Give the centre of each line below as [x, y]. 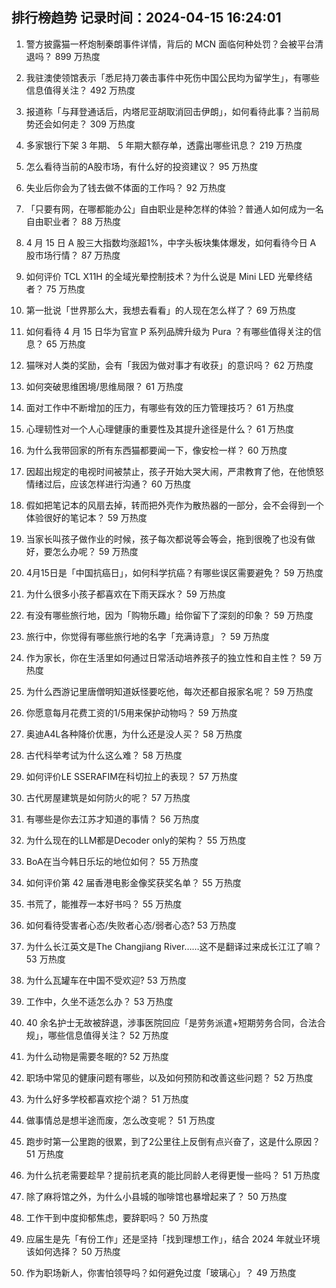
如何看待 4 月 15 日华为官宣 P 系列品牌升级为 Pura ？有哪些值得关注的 [169, 331]
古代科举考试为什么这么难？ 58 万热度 [104, 755]
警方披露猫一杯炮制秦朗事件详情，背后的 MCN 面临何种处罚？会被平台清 [174, 44]
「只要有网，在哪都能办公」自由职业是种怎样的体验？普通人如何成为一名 [174, 209]
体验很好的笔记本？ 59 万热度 [86, 517]
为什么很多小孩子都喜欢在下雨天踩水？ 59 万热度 [125, 594]
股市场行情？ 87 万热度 [73, 255]
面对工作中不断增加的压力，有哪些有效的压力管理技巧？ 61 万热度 [160, 407]
